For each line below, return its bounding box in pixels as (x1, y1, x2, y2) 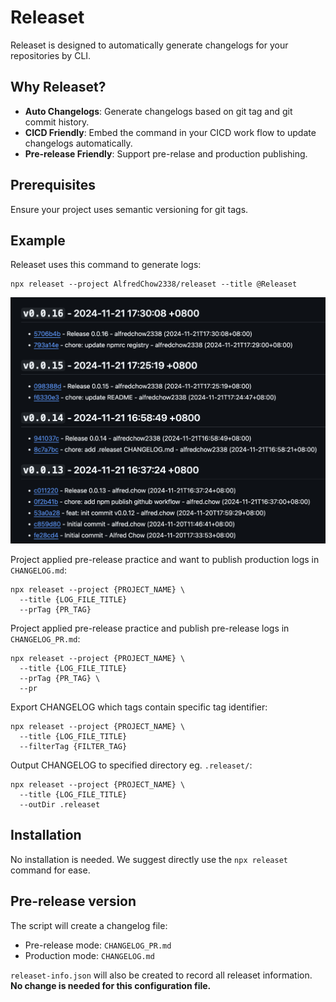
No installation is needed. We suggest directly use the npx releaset (10, 853, 288, 865)
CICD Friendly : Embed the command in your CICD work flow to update (24, 126, 317, 138)
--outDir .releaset (19, 800, 101, 810)
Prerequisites (10, 177, 96, 194)
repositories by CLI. (10, 49, 92, 61)
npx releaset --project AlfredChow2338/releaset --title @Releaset (10, 279, 298, 290)
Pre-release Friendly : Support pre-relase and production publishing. (24, 147, 308, 160)
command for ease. (10, 864, 91, 876)
